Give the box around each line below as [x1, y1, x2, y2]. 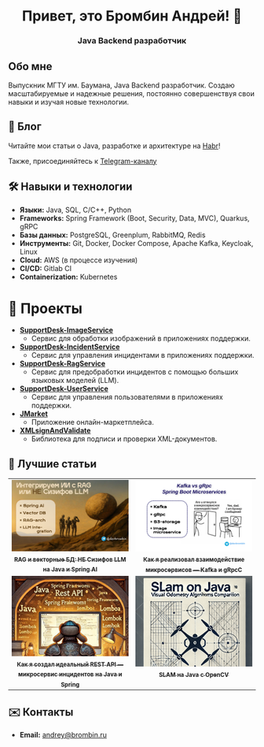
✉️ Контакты [8, 705, 74, 719]
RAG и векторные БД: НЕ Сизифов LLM [14, 556, 126, 563]
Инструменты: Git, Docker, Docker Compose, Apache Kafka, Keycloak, [19, 238, 254, 247]
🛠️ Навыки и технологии [8, 180, 133, 194]
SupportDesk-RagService [19, 359, 106, 369]
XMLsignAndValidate [19, 426, 91, 436]
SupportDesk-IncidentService [19, 342, 120, 351]
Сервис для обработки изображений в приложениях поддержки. [31, 334, 251, 344]
